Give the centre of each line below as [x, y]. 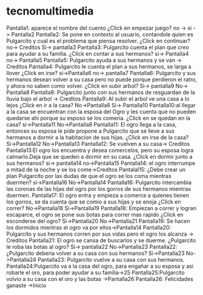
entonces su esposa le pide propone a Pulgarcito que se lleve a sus [90, 131]
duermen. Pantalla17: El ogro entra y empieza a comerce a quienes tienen [98, 195]
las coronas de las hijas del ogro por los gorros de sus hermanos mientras [99, 188]
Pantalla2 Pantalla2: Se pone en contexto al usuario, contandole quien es [102, 34]
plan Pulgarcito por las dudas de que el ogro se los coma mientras [89, 176]
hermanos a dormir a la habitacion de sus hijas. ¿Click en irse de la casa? [98, 137]
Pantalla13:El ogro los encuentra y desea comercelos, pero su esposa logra [100, 150]
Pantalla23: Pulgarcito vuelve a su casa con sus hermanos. [111, 259]
